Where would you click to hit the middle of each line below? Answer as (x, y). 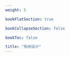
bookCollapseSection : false (35, 28)
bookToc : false (21, 38)
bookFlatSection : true (29, 19)
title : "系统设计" (24, 47)
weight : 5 (16, 10)
